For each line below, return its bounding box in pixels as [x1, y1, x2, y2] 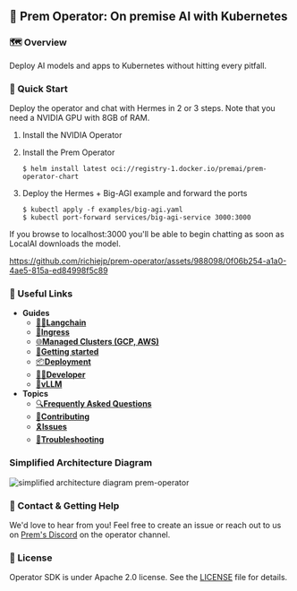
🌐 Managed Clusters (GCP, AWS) [35, 337, 159, 347]
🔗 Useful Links [9, 287, 73, 300]
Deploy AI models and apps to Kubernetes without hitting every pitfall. [9, 60, 267, 71]
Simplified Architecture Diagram [9, 457, 153, 469]
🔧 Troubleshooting [35, 434, 105, 445]
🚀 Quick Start [9, 82, 69, 95]
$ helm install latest [21, 164, 107, 173]
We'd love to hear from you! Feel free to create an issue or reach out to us [9, 519, 282, 530]
